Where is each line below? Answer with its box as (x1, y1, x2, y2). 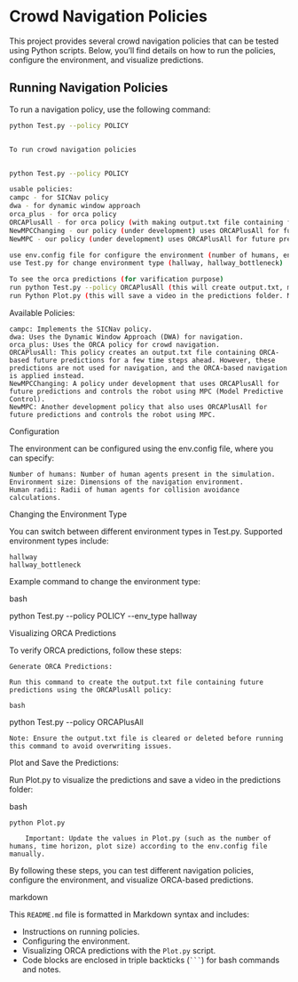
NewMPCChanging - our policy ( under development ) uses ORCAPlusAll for (9, 226, 279, 235)
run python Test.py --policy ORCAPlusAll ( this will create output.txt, (9, 283, 284, 293)
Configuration (9, 425, 60, 437)
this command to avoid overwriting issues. (9, 741, 173, 751)
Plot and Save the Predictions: (9, 757, 120, 768)
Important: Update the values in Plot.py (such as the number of (25, 833, 272, 842)
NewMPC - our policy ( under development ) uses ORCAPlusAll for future (9, 234, 276, 244)
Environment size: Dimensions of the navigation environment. (9, 478, 244, 487)
